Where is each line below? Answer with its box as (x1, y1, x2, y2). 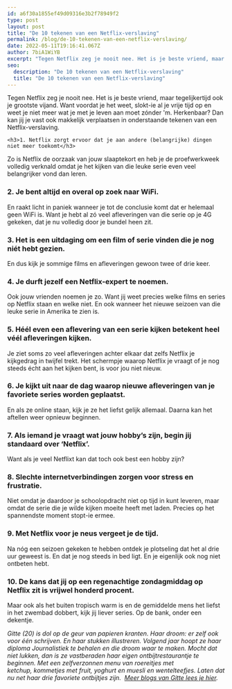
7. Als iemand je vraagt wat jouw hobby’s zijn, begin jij (7, 430, 192, 440)
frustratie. (7, 481, 43, 490)
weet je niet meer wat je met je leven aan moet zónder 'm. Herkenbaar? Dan (7, 108, 224, 117)
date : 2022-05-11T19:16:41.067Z (7, 42, 100, 49)
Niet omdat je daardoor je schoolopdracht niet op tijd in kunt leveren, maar (7, 497, 220, 505)
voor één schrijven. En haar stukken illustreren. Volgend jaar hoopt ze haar (7, 637, 222, 645)
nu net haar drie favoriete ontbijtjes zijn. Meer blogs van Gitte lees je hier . (7, 674, 218, 682)
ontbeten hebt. (7, 559, 50, 567)
